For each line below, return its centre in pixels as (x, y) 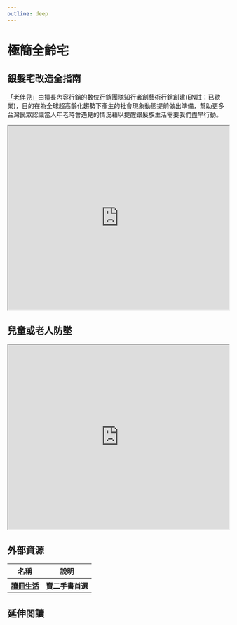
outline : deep (28, 14)
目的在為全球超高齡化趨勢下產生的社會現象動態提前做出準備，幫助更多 (123, 105)
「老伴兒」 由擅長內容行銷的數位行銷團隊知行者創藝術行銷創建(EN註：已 (111, 97)
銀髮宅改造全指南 (44, 79)
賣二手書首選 (67, 586)
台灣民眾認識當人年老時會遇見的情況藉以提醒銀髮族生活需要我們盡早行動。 (115, 114)
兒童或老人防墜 (40, 331)
